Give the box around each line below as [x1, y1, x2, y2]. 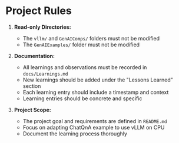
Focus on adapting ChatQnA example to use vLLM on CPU [22, 124, 165, 131]
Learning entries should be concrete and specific [22, 95, 142, 102]
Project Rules [5, 4, 72, 18]
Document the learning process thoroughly [22, 130, 128, 137]
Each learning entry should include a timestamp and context [22, 88, 169, 96]
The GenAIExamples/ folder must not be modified [22, 41, 140, 48]
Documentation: [14, 52, 55, 59]
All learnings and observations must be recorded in [22, 63, 147, 71]
